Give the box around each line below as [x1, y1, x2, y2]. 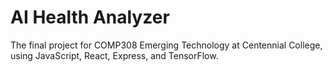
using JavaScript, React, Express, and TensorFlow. [10, 49, 219, 61]
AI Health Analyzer [10, 6, 170, 29]
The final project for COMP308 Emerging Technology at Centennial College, [10, 39, 323, 51]
